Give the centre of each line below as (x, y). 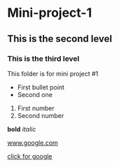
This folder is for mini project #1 (53, 73)
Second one (35, 94)
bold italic (22, 129)
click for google (30, 156)
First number (36, 108)
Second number (41, 115)
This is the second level (60, 39)
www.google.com (33, 143)
